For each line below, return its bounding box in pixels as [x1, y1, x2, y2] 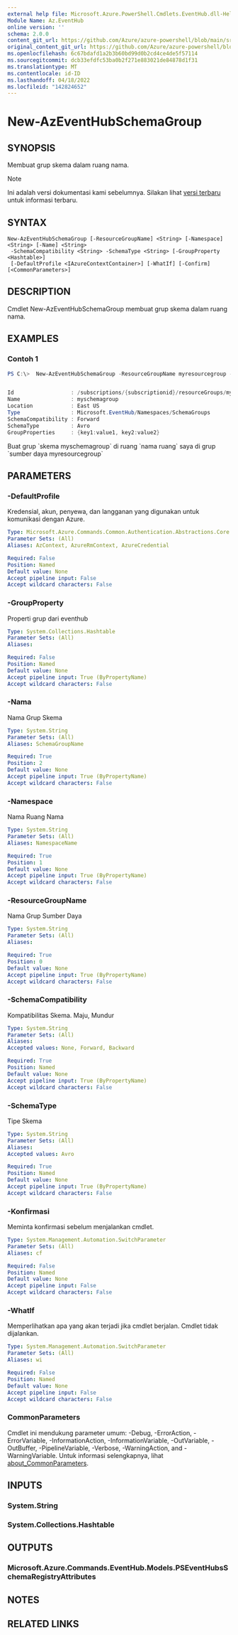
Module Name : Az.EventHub [7, 17, 84, 24]
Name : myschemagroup [7, 396, 119, 403]
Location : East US [7, 402, 100, 409]
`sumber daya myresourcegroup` [7, 449, 103, 458]
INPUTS [7, 1479, 42, 1491]
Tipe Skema [7, 1117, 42, 1125]
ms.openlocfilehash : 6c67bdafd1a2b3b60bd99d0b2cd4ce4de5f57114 [7, 50, 198, 58]
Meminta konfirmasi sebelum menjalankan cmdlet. [7, 1223, 154, 1231]
